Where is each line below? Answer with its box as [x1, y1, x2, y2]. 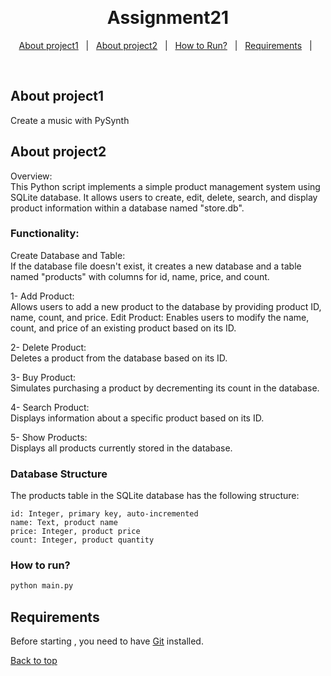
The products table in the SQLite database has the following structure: [10, 490, 300, 502]
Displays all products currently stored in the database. [10, 442, 233, 454]
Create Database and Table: [10, 249, 126, 261]
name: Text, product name [10, 518, 118, 528]
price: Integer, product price [10, 527, 141, 537]
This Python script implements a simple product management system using [10, 180, 321, 192]
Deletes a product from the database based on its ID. [10, 352, 228, 364]
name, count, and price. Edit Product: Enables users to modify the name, [10, 311, 310, 323]
